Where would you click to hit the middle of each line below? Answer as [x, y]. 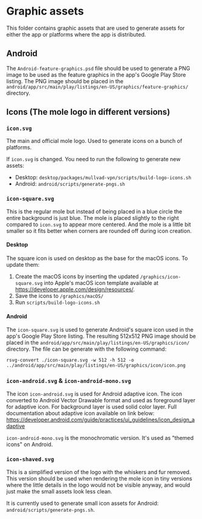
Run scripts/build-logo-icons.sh [57, 302]
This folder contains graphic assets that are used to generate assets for [96, 28]
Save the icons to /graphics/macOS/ [59, 295]
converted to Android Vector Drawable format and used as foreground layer [101, 400]
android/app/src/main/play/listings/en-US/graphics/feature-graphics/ [97, 87]
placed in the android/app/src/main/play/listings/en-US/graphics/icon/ [98, 343]
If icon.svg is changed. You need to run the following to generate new [93, 159]
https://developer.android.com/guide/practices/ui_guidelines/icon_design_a [101, 420]
